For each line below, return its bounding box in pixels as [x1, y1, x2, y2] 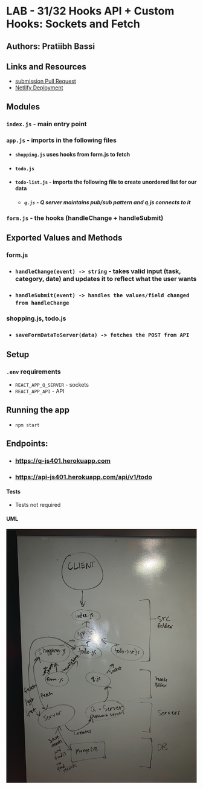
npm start [14, 422, 40, 428]
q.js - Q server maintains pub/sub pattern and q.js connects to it [24, 199, 191, 206]
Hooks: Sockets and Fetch [6, 17, 140, 31]
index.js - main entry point [6, 120, 87, 128]
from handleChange [14, 299, 69, 306]
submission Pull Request [14, 77, 77, 85]
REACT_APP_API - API [14, 388, 65, 395]
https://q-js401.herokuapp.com [14, 457, 111, 465]
